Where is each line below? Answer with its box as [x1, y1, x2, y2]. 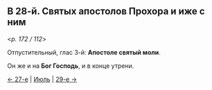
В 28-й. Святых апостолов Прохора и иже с [7, 6, 206, 17]
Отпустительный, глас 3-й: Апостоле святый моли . [7, 48, 161, 56]
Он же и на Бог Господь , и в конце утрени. [7, 62, 134, 70]
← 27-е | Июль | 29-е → [7, 75, 78, 83]
